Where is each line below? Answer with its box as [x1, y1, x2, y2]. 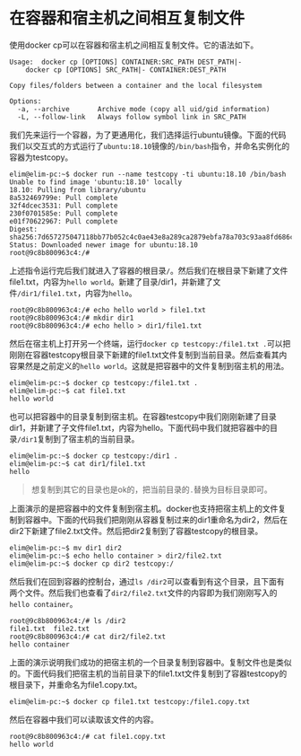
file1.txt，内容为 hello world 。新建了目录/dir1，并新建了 [9, 276, 213, 287]
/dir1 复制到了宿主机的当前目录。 [17, 433, 140, 444]
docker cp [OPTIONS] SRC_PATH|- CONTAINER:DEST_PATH [25, 65, 227, 75]
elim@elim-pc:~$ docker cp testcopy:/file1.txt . [9, 378, 199, 387]
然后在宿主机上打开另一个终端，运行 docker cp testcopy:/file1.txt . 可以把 [9, 338, 291, 348]
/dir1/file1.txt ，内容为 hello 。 [17, 287, 137, 298]
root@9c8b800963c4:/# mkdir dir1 [9, 313, 134, 322]
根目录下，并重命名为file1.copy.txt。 [9, 679, 142, 690]
